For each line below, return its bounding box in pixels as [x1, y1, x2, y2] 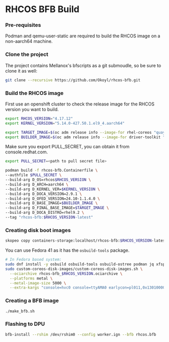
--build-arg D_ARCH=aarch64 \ [5, 182, 69, 187]
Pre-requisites [5, 22, 41, 29]
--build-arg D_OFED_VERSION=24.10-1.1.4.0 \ [5, 196, 100, 201]
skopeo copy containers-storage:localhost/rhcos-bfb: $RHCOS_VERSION [5, 238, 152, 243]
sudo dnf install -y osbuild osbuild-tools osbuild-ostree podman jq [5, 262, 154, 267]
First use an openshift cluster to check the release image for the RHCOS [5, 101, 155, 107]
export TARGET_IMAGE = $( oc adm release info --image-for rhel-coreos [5, 130, 152, 135]
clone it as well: [5, 68, 38, 74]
